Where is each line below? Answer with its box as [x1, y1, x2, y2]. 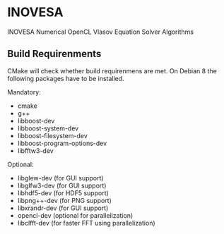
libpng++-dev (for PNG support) [17, 196, 112, 204]
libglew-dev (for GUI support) [17, 173, 104, 182]
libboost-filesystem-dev [17, 131, 88, 140]
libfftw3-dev [17, 146, 54, 155]
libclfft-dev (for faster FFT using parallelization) [17, 218, 155, 227]
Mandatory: [7, 87, 41, 96]
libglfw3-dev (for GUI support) [17, 181, 107, 190]
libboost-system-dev [17, 124, 79, 133]
